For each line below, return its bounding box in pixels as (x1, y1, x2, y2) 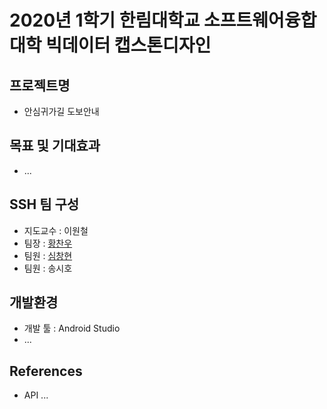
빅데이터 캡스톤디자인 (45, 34, 212, 57)
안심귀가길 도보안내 (23, 106, 100, 117)
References (9, 362, 83, 380)
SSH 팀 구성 (9, 196, 80, 213)
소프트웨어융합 (203, 9, 317, 32)
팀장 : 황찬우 (23, 237, 73, 249)
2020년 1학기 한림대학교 (9, 9, 201, 32)
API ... (23, 389, 49, 401)
